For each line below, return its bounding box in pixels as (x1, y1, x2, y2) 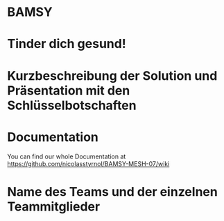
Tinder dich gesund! (7, 36, 126, 52)
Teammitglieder (7, 199, 101, 214)
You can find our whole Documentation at (7, 152, 126, 161)
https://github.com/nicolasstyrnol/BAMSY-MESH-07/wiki (7, 159, 170, 167)
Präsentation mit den (7, 83, 130, 98)
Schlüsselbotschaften (7, 97, 137, 113)
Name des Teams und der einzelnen (7, 183, 218, 199)
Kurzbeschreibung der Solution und (7, 67, 218, 83)
